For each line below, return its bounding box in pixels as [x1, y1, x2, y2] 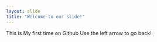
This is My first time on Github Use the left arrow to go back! [6, 29, 152, 36]
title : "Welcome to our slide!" [6, 14, 85, 20]
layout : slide [6, 8, 41, 14]
